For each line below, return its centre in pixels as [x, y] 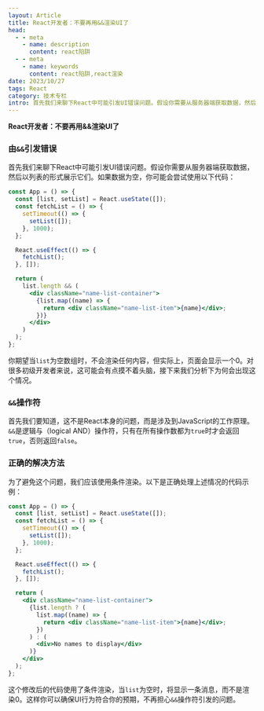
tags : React [27, 88]
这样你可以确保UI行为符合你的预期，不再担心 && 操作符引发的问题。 [133, 699]
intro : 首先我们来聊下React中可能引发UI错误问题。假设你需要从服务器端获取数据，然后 [132, 103]
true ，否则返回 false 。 [45, 441]
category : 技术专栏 [38, 96]
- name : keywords [51, 67]
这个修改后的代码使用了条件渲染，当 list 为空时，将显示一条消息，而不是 [125, 689]
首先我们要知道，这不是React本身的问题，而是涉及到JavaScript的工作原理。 [131, 421]
